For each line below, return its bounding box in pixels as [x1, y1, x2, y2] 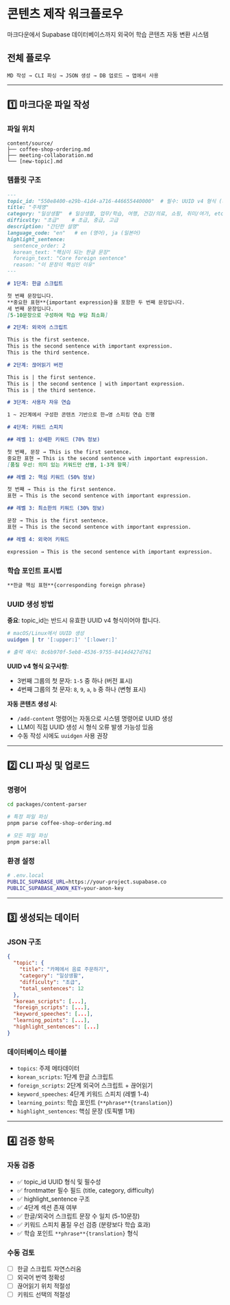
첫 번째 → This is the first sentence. [7, 486, 116, 493]
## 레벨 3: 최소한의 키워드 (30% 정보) [7, 505, 105, 512]
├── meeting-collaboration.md [7, 152, 94, 159]
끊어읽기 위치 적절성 [16, 1282, 71, 1290]
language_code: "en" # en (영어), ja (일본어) [7, 229, 142, 237]
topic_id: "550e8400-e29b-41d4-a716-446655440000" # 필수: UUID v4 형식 [7, 197, 216, 204]
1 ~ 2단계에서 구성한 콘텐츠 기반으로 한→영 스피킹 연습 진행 [7, 411, 155, 418]
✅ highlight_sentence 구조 [16, 1195, 90, 1203]
